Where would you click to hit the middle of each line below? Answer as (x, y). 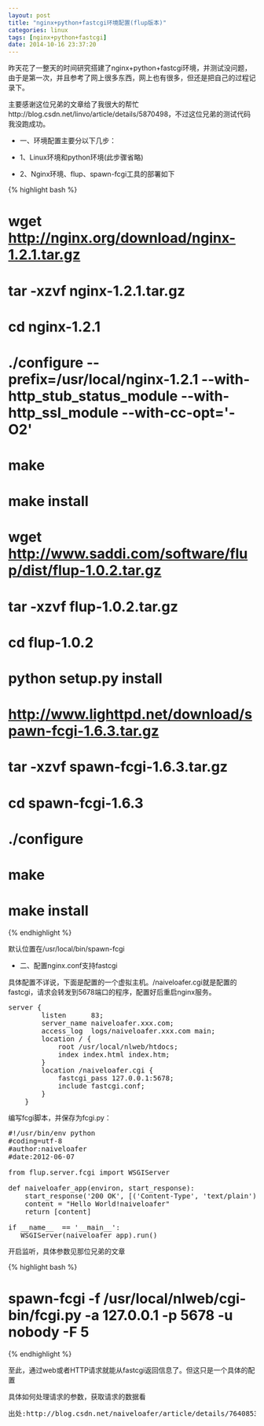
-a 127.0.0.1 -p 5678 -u (159, 1316)
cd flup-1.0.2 (51, 642)
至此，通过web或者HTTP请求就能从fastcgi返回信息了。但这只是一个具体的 (128, 1370)
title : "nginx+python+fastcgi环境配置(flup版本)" (87, 23)
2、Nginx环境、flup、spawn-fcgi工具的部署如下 (97, 174)
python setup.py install (85, 678)
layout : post (29, 15)
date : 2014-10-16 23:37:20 (52, 45)
